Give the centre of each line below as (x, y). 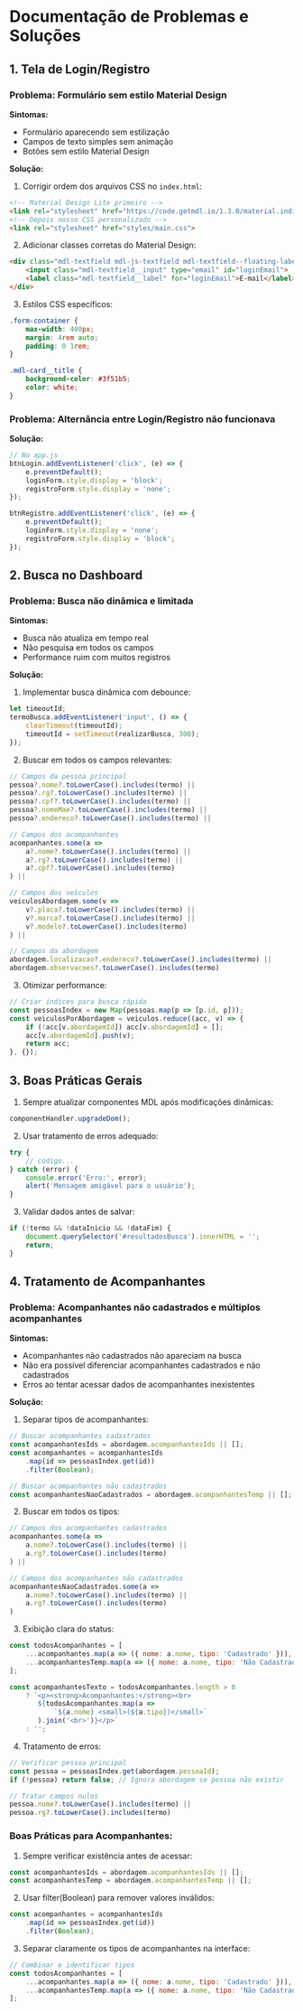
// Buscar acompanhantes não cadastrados (88, 1486)
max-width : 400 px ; (60, 329)
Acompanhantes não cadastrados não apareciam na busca (132, 1356)
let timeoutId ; (38, 709)
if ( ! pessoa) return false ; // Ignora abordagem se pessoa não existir (147, 1780)
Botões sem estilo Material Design (86, 151)
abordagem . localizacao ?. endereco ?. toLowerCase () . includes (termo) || (141, 959)
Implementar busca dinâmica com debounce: (106, 692)
